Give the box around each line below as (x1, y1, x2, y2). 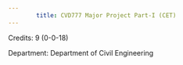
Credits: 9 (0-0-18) (8, 33, 69, 42)
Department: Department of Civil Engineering (8, 48, 154, 57)
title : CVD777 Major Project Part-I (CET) (36, 11, 177, 20)
